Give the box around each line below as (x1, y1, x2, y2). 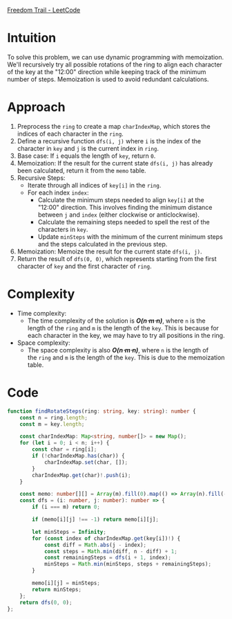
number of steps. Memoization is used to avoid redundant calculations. (7, 75, 209, 83)
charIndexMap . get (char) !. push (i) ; (32, 472, 131, 478)
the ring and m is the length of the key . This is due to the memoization (27, 353, 225, 361)
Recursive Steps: (17, 173, 66, 182)
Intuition (7, 30, 57, 46)
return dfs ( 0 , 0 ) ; (19, 599, 72, 606)
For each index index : (27, 188, 89, 197)
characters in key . (37, 225, 88, 233)
